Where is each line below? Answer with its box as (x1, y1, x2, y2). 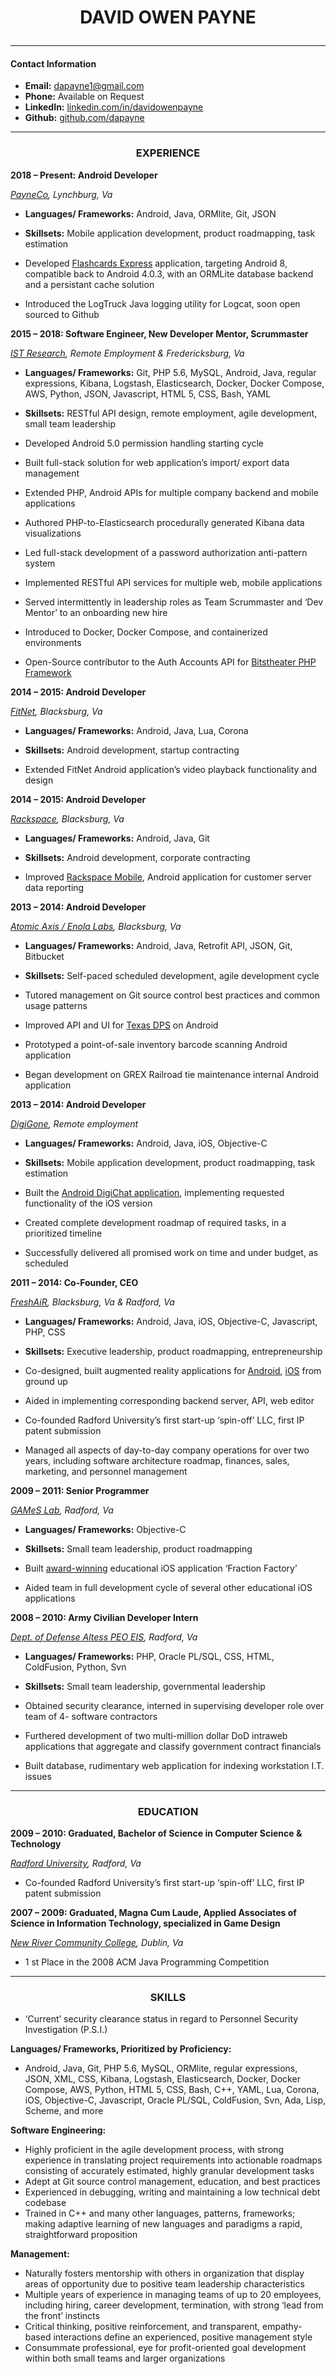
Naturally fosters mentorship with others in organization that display (24, 2267, 305, 2280)
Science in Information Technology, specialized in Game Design (10, 1917, 281, 1929)
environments (24, 636, 82, 648)
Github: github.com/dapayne (24, 112, 145, 124)
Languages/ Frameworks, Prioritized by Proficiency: (10, 2043, 232, 2055)
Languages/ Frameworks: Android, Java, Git (24, 832, 210, 844)
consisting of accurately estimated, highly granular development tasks (24, 2165, 315, 2177)
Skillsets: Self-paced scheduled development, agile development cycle (24, 969, 320, 981)
